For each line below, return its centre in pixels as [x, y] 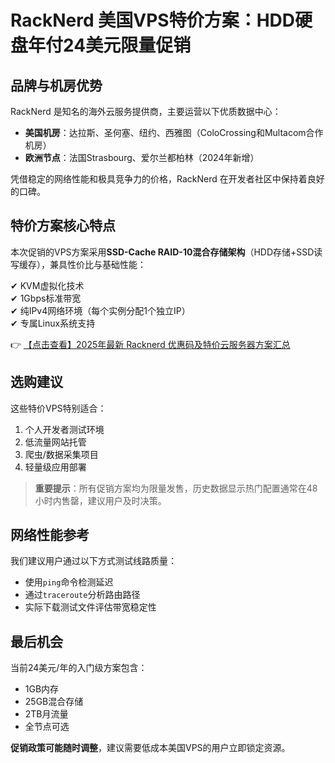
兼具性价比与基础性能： [98, 264]
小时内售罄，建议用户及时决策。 [100, 500]
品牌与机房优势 [56, 85]
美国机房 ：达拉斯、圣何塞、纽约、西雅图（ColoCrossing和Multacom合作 [174, 132]
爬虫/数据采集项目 [61, 454]
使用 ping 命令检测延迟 [69, 582]
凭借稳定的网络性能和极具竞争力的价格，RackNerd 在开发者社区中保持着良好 [167, 179]
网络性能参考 [50, 535]
